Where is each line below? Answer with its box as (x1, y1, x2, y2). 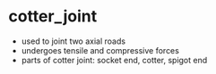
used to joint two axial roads (21, 36, 126, 46)
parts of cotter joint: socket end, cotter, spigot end (21, 54, 208, 65)
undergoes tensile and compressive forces (21, 45, 180, 55)
